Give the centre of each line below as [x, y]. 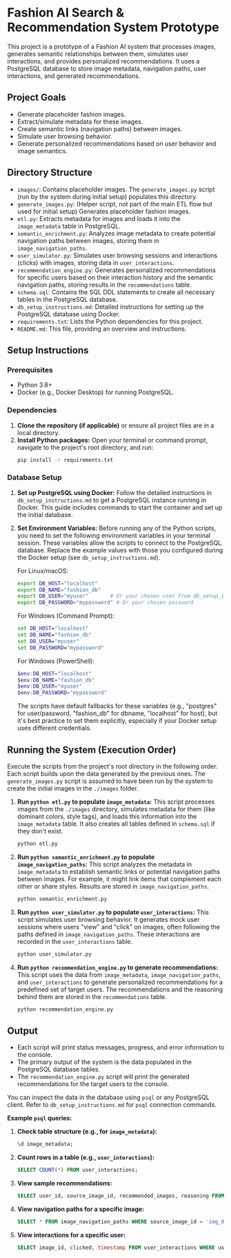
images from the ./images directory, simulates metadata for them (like [116, 809]
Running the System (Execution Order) [92, 749]
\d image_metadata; [45, 1144]
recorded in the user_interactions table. [75, 941]
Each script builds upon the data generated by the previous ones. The [106, 774]
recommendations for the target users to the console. [93, 1084]
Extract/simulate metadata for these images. [80, 122]
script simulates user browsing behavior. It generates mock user [108, 919]
